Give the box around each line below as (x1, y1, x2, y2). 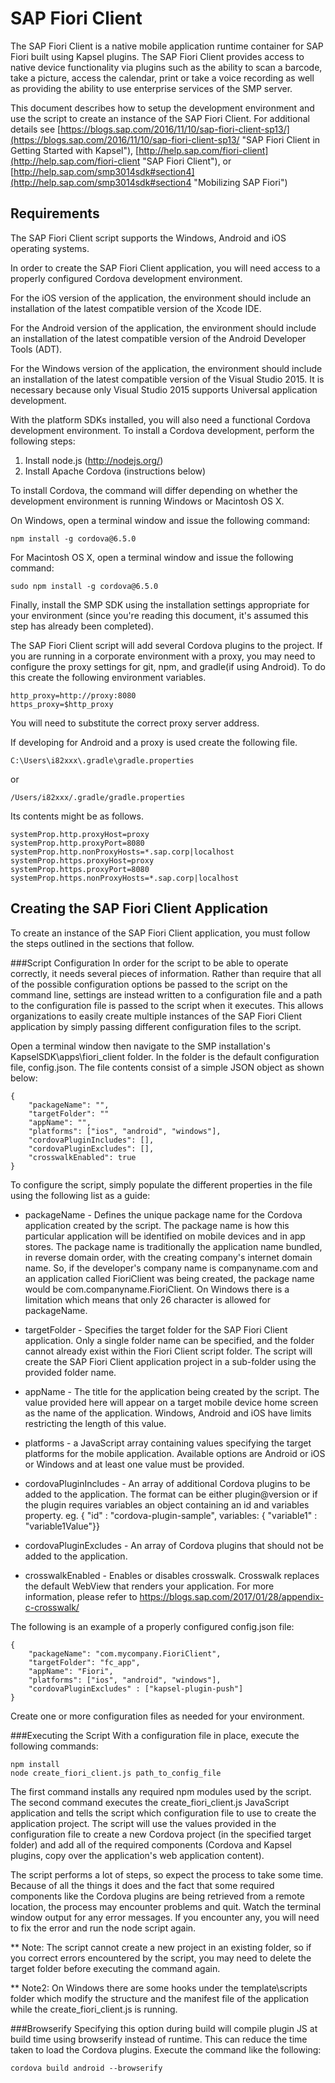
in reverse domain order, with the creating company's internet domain (24, 1251, 313, 1263)
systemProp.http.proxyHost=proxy (10, 829, 150, 839)
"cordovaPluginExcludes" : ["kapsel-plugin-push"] (28, 1683, 244, 1694)
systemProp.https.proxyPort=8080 (10, 864, 150, 874)
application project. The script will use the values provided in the (10, 1817, 277, 1829)
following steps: (10, 435, 76, 447)
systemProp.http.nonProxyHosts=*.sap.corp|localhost (10, 847, 235, 857)
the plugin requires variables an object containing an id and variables (24, 1498, 310, 1511)
